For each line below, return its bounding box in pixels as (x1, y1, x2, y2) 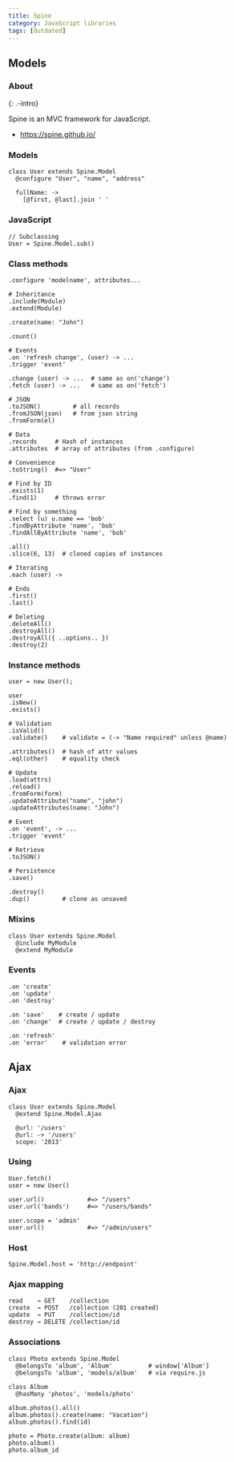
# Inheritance (8, 290, 56, 298)
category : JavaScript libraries (8, 19, 116, 27)
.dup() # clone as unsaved (8, 895, 127, 903)
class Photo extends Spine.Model (8, 1355, 120, 1363)
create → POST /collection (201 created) (8, 1304, 159, 1312)
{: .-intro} (8, 99, 38, 108)
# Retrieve (8, 846, 45, 854)
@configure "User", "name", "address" (15, 175, 146, 183)
